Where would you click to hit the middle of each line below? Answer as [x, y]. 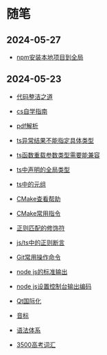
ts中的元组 [31, 184]
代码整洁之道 [34, 96]
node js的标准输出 [42, 271]
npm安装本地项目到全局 [50, 57]
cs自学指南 [32, 111]
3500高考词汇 [36, 345]
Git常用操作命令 [38, 257]
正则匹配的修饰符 [40, 228]
